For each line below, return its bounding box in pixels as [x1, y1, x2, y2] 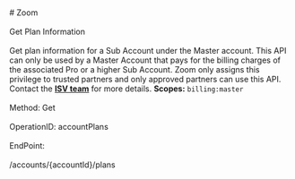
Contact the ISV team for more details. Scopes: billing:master [9, 83, 244, 94]
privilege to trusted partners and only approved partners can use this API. [9, 74, 282, 84]
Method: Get [9, 102, 56, 113]
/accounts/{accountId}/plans [9, 159, 116, 170]
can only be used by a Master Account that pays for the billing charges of [9, 55, 281, 65]
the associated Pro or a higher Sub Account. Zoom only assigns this [9, 64, 260, 74]
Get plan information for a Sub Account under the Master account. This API [9, 46, 287, 55]
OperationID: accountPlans [9, 122, 109, 132]
